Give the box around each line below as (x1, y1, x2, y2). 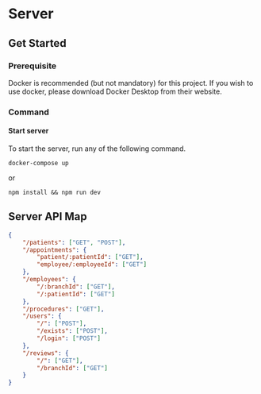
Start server (8, 126, 49, 136)
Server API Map (8, 210, 87, 223)
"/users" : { (22, 312, 62, 320)
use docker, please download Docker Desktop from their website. (8, 87, 222, 96)
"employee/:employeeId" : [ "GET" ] (36, 261, 148, 268)
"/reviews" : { (22, 349, 69, 357)
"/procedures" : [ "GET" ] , (22, 305, 105, 313)
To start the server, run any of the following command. (8, 144, 186, 153)
